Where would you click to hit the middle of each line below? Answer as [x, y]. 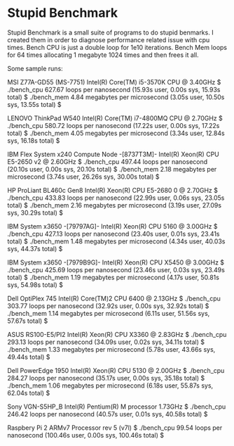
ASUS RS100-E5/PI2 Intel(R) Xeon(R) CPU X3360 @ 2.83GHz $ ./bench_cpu [117, 334]
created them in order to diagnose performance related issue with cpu [109, 39]
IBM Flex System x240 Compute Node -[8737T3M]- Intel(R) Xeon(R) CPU [113, 154]
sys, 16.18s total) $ [34, 140]
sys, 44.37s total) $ [35, 248]
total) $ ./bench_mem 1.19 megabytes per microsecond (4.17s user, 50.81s [113, 277]
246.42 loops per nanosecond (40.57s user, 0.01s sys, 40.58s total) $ [108, 414]
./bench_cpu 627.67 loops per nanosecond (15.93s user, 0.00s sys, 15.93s [114, 89]
